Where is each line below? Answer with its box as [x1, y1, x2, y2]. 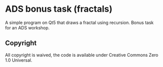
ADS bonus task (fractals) [5, 3, 113, 15]
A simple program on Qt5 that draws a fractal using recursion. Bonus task [5, 20, 154, 25]
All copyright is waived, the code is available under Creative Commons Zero [5, 52, 159, 58]
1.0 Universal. [5, 57, 32, 63]
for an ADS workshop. [5, 24, 50, 30]
